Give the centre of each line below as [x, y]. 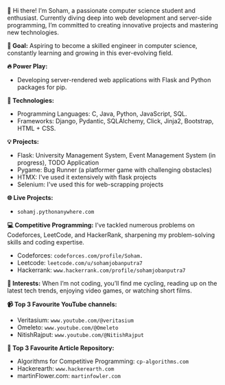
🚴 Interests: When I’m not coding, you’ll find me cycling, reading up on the [112, 283]
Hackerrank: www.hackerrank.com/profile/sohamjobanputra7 [101, 270]
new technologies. [33, 32]
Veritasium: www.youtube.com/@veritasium [75, 320]
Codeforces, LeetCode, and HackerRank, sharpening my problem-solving [111, 235]
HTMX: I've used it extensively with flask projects [87, 177]
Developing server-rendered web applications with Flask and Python [114, 80]
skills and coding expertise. [46, 242]
